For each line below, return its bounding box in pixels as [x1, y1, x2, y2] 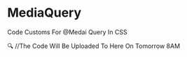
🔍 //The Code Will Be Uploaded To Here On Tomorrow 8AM [7, 42, 181, 50]
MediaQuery [7, 5, 82, 21]
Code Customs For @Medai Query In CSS [7, 28, 127, 36]
